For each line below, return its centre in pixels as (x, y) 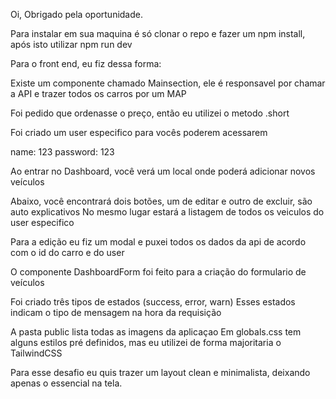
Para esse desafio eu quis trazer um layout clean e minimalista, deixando (160, 372)
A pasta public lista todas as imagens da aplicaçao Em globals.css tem (156, 332)
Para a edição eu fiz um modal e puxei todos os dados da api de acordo (158, 242)
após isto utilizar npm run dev (71, 44)
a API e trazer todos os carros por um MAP (98, 93)
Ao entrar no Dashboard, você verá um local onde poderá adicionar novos (163, 171)
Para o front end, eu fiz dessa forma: (86, 63)
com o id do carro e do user (67, 252)
